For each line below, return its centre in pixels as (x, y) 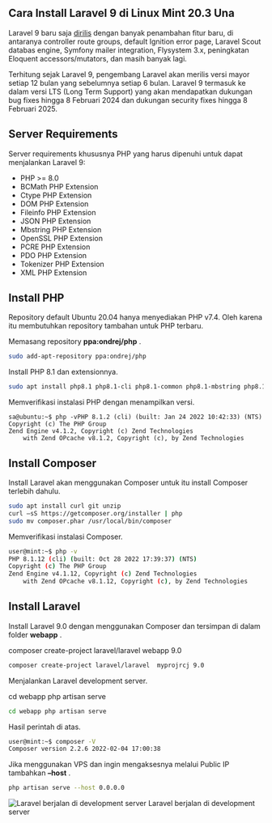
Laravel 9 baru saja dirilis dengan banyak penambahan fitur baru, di (121, 32)
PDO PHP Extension (53, 255)
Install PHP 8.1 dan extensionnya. (64, 372)
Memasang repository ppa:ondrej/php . (75, 342)
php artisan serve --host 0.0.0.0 (67, 788)
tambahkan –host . (40, 773)
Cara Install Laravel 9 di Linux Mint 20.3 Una (121, 13)
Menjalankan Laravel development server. (78, 681)
